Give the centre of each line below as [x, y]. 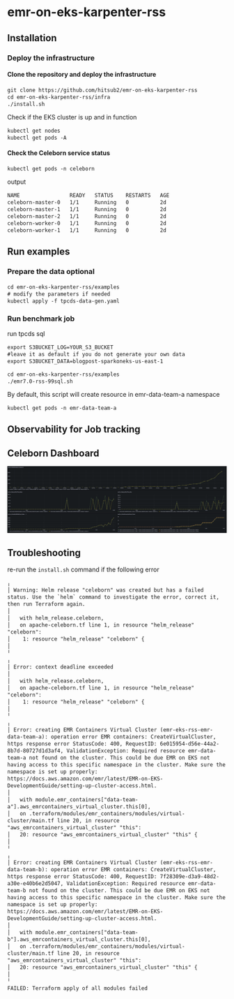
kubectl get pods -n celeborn [51, 168]
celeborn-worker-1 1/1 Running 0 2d [87, 230]
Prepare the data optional [51, 272]
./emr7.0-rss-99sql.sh [40, 381]
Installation [32, 38]
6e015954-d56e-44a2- [189, 744]
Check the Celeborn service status [58, 153]
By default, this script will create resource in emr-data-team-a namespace [114, 394]
